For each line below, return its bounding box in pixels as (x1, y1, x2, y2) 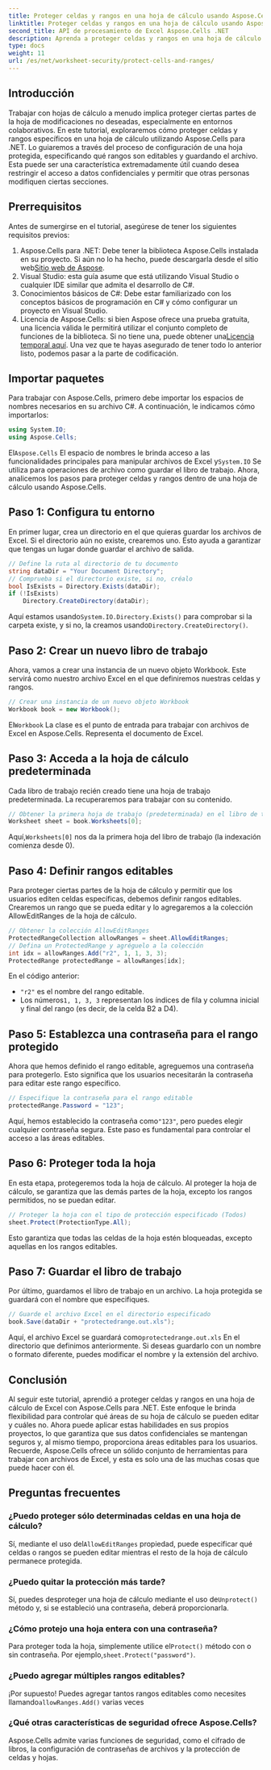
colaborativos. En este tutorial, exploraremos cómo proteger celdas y (8, 125, 238, 135)
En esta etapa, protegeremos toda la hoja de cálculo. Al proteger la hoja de (8, 1178, 257, 1188)
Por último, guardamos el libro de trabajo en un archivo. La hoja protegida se (8, 1286, 263, 1296)
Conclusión (8, 1372, 68, 1387)
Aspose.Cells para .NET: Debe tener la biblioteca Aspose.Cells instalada (19, 245, 259, 255)
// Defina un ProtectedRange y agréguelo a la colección (8, 941, 204, 950)
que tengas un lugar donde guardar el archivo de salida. (8, 543, 194, 553)
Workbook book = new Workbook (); (8, 705, 121, 714)
